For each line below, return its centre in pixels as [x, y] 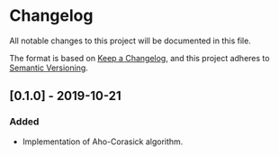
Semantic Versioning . [49, 68]
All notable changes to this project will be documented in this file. [130, 41]
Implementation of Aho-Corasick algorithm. [103, 142]
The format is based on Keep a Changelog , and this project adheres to [139, 58]
